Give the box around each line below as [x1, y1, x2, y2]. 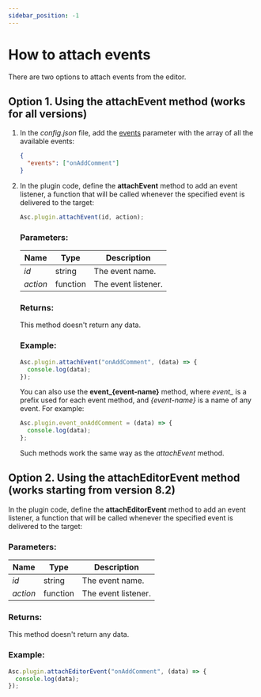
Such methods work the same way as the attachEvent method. [19, 448, 225, 458]
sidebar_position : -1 [8, 11, 80, 20]
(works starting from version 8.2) [8, 484, 176, 497]
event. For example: [19, 404, 85, 413]
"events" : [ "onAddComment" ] [27, 159, 120, 167]
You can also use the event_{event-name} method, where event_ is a [19, 387, 247, 397]
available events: [19, 136, 75, 147]
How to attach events [8, 45, 151, 63]
